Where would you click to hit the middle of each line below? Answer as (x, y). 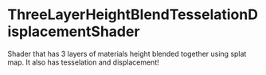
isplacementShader (74, 32)
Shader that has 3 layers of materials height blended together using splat (127, 53)
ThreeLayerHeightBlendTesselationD (133, 15)
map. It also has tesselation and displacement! (84, 62)
